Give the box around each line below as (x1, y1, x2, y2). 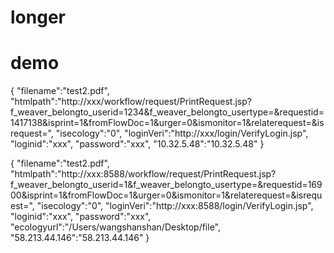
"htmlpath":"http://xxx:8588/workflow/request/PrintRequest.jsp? (10, 168, 277, 180)
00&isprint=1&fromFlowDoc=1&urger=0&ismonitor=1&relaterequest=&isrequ (10, 189, 323, 201)
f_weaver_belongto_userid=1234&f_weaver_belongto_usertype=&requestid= (10, 106, 325, 118)
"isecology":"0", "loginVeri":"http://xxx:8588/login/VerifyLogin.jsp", (36, 200, 314, 212)
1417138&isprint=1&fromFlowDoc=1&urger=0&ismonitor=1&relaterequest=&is (10, 117, 325, 129)
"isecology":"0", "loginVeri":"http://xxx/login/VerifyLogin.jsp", (55, 127, 309, 140)
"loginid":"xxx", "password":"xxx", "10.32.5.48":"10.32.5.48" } (10, 138, 265, 150)
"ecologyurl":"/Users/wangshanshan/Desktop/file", (10, 221, 222, 233)
